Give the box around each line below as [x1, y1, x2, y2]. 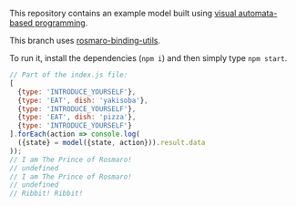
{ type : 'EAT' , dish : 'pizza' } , [17, 113, 137, 122]
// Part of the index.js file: [9, 70, 128, 79]
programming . [35, 17, 88, 28]
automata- [238, 8, 278, 18]
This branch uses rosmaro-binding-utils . [9, 36, 161, 46]
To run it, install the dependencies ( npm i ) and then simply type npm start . [9, 53, 288, 63]
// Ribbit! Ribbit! [9, 189, 84, 199]
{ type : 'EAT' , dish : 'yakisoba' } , [17, 96, 148, 105]
